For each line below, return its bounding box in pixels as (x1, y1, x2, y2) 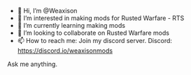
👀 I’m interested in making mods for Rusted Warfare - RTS (17, 14, 185, 22)
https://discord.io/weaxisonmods (17, 47, 113, 55)
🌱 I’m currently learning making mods (17, 22, 126, 29)
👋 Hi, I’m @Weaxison (17, 7, 78, 15)
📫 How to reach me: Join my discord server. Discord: (17, 37, 173, 44)
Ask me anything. (7, 60, 58, 68)
